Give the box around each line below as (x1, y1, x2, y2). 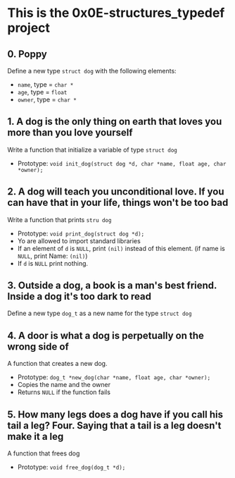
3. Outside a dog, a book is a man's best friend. (7, 280, 217, 292)
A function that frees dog (7, 449, 80, 458)
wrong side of (7, 341, 69, 353)
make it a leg (7, 430, 64, 442)
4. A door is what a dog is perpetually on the (7, 329, 204, 341)
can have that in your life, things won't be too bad (7, 197, 229, 209)
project (7, 20, 51, 36)
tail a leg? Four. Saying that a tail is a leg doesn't (7, 419, 222, 431)
